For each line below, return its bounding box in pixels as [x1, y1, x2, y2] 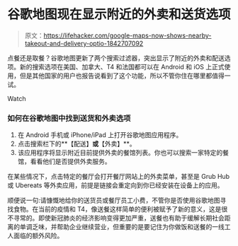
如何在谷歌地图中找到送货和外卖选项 [7, 113, 131, 123]
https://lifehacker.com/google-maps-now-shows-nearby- [43, 31, 212, 40]
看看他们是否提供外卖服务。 [30, 157, 111, 166]
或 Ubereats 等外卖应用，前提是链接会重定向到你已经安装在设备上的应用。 [7, 181, 225, 189]
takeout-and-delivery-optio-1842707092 [24, 39, 144, 47]
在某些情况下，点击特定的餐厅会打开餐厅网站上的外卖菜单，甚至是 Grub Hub [7, 172, 230, 181]
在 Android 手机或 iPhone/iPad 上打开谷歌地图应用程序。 [17, 131, 183, 139]
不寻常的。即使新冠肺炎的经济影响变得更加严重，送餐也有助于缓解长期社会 [7, 213, 225, 223]
